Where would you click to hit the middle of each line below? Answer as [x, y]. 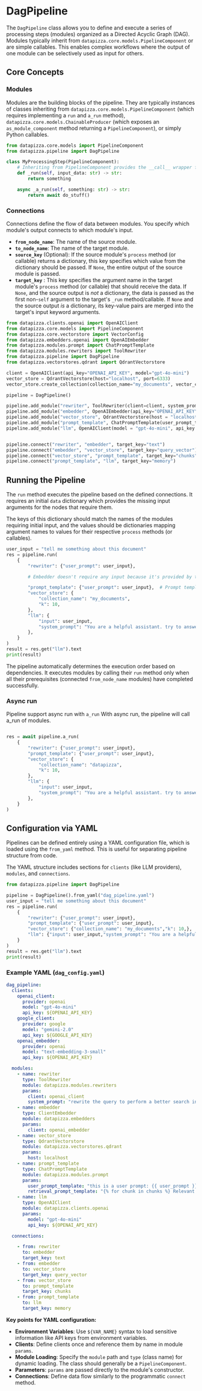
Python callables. [28, 134]
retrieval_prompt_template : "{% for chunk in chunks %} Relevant [112, 1192]
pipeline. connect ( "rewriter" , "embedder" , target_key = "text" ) [86, 444]
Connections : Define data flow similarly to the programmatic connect [100, 1376]
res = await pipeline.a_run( [43, 737]
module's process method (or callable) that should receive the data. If [101, 286]
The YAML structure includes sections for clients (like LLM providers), [94, 867]
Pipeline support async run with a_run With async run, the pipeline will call [98, 714]
